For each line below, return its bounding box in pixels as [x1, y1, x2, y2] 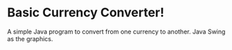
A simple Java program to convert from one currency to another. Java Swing [7, 27, 226, 36]
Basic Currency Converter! [7, 5, 165, 21]
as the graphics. [7, 34, 53, 42]
